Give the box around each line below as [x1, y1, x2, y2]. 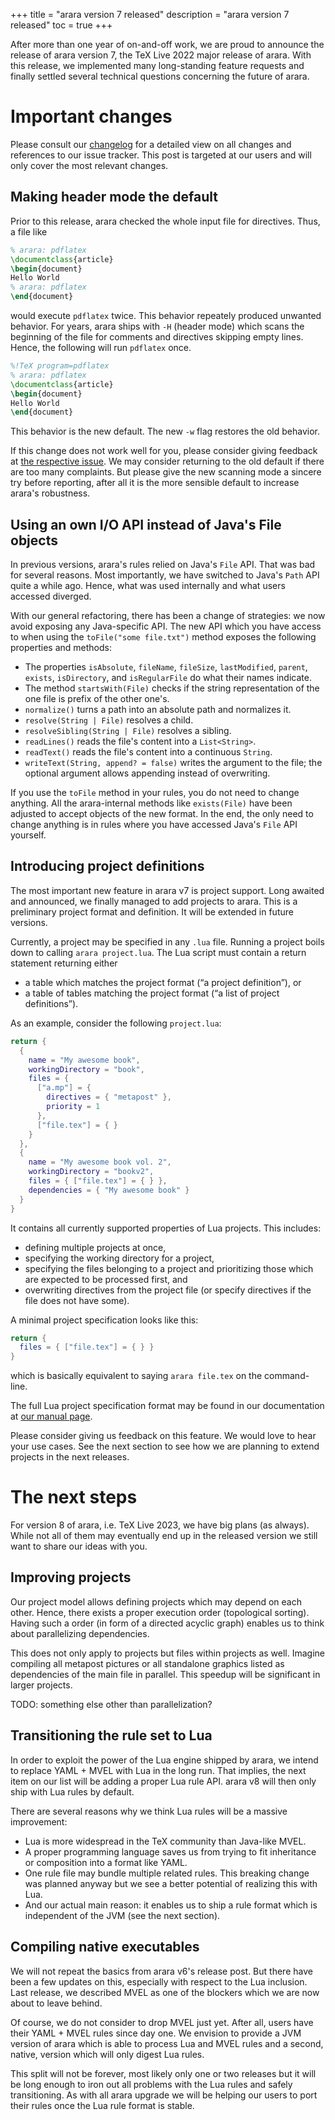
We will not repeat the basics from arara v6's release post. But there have [10, 1965, 313, 1977]
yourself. [10, 829, 47, 841]
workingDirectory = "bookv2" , [28, 1167, 155, 1177]
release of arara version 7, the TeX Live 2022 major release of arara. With [10, 49, 312, 61]
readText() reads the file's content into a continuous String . [24, 746, 273, 758]
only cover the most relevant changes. [10, 159, 169, 171]
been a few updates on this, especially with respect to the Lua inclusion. [10, 1975, 308, 1988]
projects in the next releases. [10, 1451, 130, 1463]
